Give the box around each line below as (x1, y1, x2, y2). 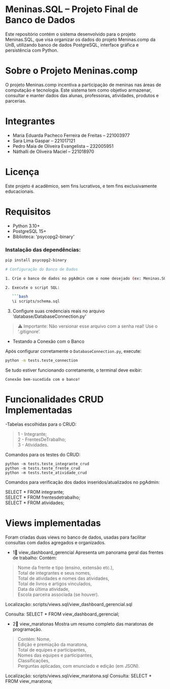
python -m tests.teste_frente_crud (5, 466, 80, 471)
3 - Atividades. (17, 442, 49, 448)
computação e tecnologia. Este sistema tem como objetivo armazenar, (5, 87, 152, 93)
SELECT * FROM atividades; (5, 500, 65, 506)
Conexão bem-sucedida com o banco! (5, 377, 80, 382)
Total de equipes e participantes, (17, 646, 87, 653)
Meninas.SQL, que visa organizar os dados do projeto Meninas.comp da (5, 36, 156, 43)
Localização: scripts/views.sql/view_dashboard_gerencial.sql (5, 601, 133, 607)
